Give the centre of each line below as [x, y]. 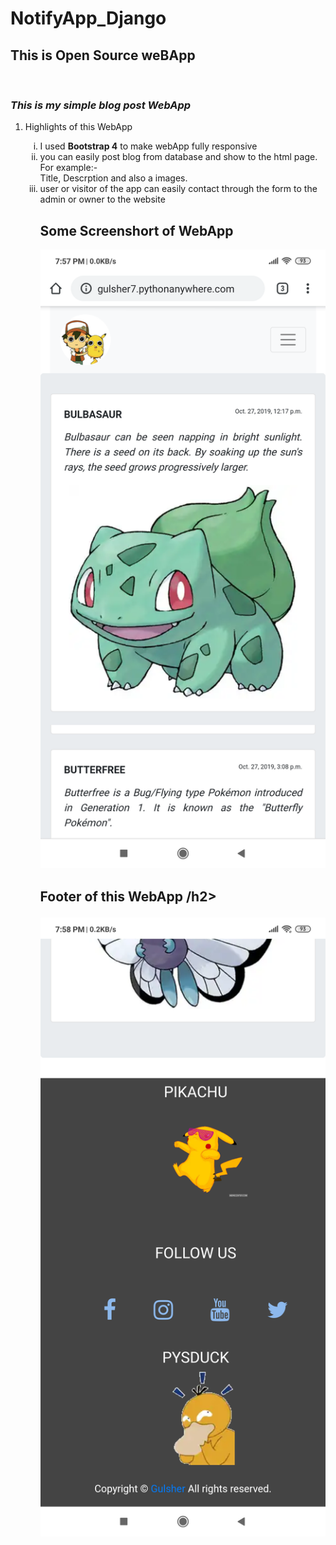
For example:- [68, 168]
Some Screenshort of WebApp [136, 230]
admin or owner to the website [102, 199]
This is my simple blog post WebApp [101, 105]
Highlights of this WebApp [78, 127]
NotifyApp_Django [88, 18]
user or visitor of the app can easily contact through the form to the [178, 189]
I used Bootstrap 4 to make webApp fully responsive [148, 146]
